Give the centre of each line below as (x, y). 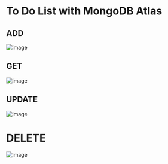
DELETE (26, 138)
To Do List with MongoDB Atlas (84, 11)
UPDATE (22, 100)
